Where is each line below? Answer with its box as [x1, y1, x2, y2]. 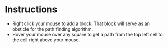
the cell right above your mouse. [12, 37, 80, 43]
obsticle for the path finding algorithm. [12, 26, 93, 32]
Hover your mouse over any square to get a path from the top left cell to [12, 31, 163, 37]
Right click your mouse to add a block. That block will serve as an [12, 20, 150, 27]
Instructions [5, 4, 58, 15]
